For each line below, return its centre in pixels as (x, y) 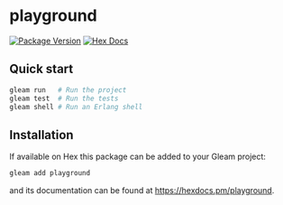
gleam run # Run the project (68, 90)
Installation (41, 135)
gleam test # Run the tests (64, 98)
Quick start (41, 69)
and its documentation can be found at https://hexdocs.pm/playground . (142, 191)
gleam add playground (50, 173)
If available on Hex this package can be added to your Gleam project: (137, 157)
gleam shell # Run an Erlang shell (76, 107)
